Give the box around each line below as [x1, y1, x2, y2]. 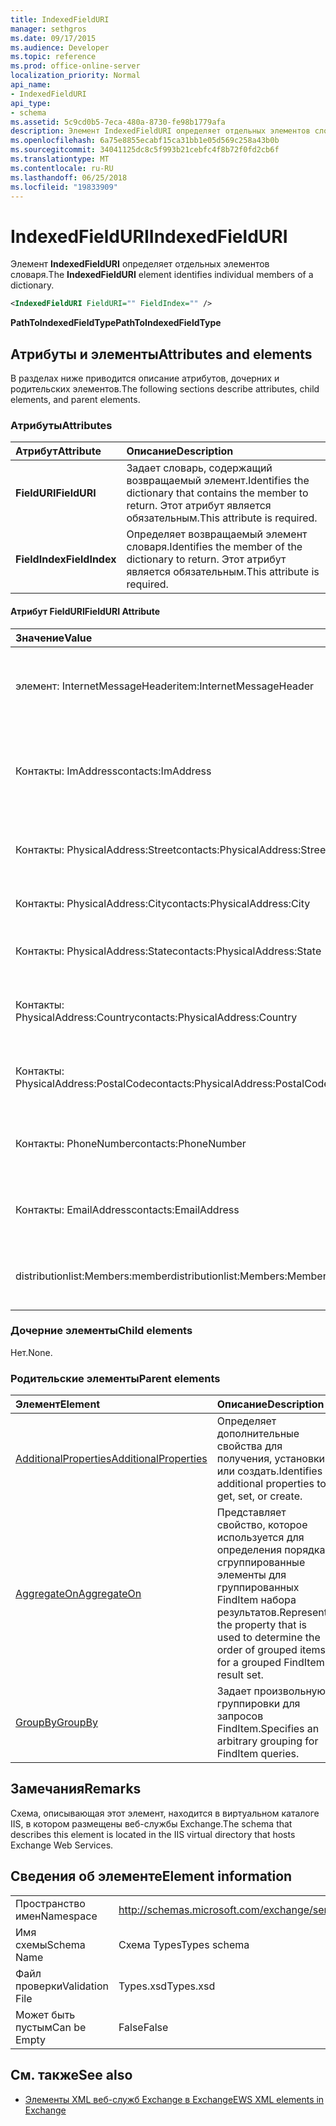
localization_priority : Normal [10, 71, 141, 81]
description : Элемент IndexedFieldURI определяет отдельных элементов [10, 126, 311, 136]
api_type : [10, 98, 52, 108]
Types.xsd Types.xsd [118, 1979, 216, 1993]
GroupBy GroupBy [15, 1716, 99, 1730]
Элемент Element [15, 1397, 101, 1411]
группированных [216, 1581, 300, 1595]
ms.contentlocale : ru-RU [10, 163, 114, 173]
